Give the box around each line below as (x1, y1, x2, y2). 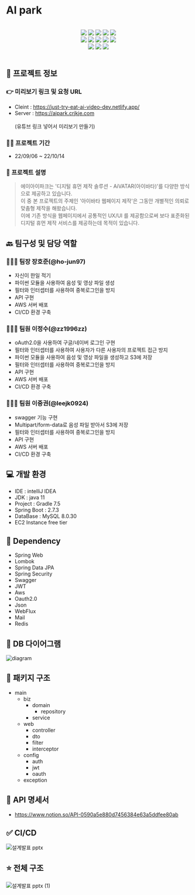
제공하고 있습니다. (31, 190, 73, 197)
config (23, 751, 39, 758)
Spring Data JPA (14, 564, 54, 571)
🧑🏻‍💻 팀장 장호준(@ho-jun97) (6, 257, 86, 265)
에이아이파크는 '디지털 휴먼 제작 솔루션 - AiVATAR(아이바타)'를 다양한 (20, 183, 179, 190)
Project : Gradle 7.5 (14, 500, 61, 507)
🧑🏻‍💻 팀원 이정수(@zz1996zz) (6, 324, 87, 332)
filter (32, 739, 44, 746)
